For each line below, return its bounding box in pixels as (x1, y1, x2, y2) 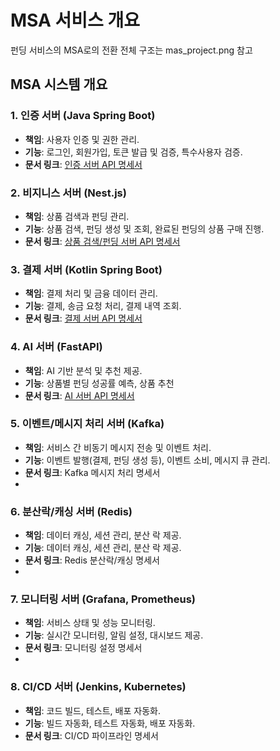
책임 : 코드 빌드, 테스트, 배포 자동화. (24, 704, 161, 716)
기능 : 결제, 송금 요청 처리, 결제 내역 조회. (24, 300, 182, 312)
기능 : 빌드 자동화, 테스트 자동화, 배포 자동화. (24, 717, 196, 729)
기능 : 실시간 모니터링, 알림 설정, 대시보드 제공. (24, 629, 204, 641)
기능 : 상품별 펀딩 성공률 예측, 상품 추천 (24, 377, 175, 389)
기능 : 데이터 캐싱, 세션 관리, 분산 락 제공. (24, 542, 182, 554)
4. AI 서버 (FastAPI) (10, 340, 103, 354)
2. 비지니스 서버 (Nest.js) (10, 186, 127, 200)
